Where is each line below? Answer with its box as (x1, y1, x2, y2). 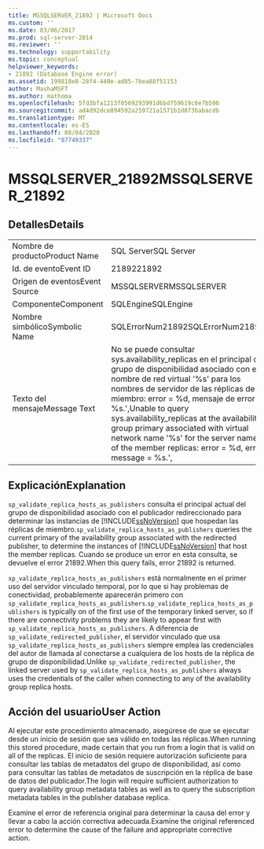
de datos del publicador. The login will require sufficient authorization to (8, 777, 239, 786)
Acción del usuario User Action (8, 705, 161, 718)
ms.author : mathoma (8, 92, 72, 100)
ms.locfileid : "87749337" (8, 135, 93, 144)
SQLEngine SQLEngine (111, 298, 193, 310)
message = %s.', (111, 452, 173, 463)
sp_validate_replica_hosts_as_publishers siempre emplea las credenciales (8, 640, 254, 650)
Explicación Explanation (8, 478, 126, 492)
